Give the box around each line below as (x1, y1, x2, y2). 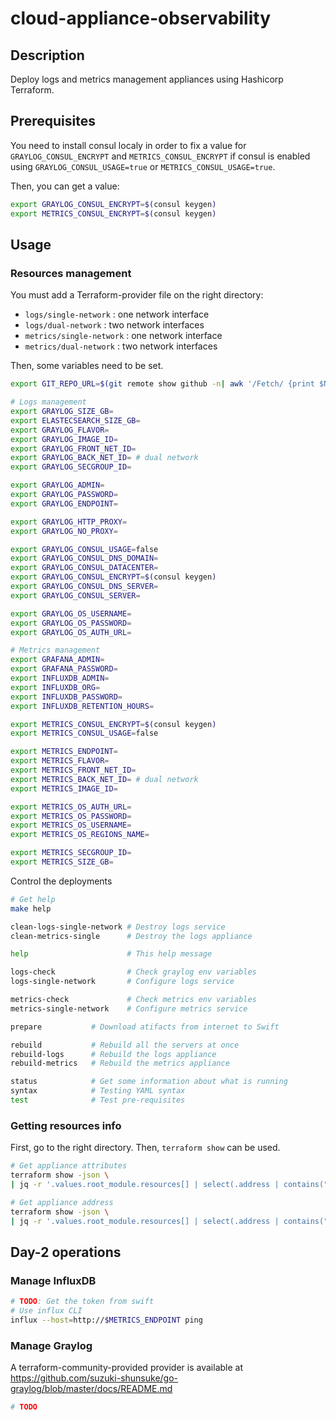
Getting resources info (10, 1118, 122, 1132)
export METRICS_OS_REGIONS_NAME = (10, 830, 150, 840)
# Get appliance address (10, 1197, 114, 1207)
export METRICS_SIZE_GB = (10, 857, 114, 867)
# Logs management (10, 397, 87, 407)
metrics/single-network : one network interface (24, 330, 223, 342)
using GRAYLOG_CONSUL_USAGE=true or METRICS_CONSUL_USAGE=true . (10, 160, 276, 172)
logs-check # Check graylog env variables (10, 967, 257, 977)
